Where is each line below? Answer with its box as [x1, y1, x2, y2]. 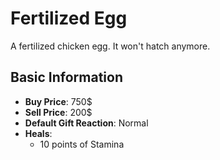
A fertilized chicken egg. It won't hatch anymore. [10, 40, 211, 52]
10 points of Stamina [39, 138, 125, 150]
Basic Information [10, 69, 124, 86]
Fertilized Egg [10, 7, 128, 30]
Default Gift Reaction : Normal [24, 117, 149, 129]
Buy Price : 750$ [24, 95, 93, 107]
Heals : [24, 127, 53, 139]
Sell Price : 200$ [24, 106, 93, 118]
